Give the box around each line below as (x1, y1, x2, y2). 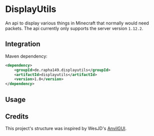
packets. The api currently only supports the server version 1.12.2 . (5, 25, 143, 31)
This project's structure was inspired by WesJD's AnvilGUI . (5, 125, 126, 131)
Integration (5, 40, 41, 48)
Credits (5, 112, 29, 120)
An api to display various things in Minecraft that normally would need (5, 20, 149, 26)
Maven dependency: (5, 53, 47, 59)
